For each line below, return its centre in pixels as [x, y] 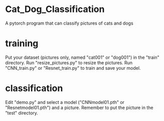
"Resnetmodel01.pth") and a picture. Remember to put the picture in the [79, 107]
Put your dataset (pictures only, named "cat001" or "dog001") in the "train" [82, 57]
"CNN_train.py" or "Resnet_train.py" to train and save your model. [73, 68]
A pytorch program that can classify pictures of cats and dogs [69, 23]
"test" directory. [22, 113]
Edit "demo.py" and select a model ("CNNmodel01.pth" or [65, 102]
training [22, 43]
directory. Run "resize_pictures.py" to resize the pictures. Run [69, 63]
